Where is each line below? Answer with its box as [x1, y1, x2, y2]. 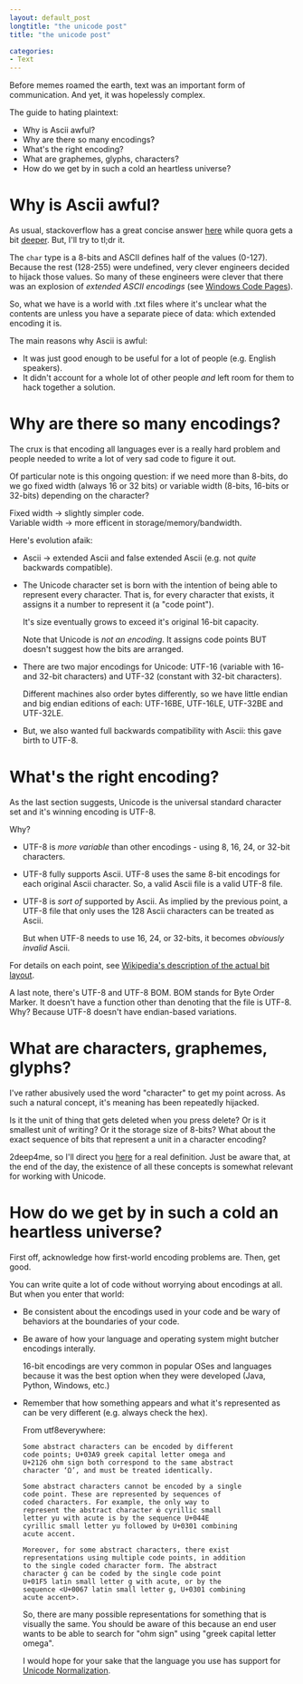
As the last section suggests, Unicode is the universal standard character [9, 796, 282, 807]
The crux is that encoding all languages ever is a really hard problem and [9, 443, 280, 454]
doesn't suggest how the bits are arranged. [22, 644, 184, 654]
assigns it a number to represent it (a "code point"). [22, 599, 214, 609]
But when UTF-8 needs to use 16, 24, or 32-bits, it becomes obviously [22, 932, 285, 943]
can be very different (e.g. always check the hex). [22, 1407, 208, 1417]
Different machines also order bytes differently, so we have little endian [22, 688, 288, 699]
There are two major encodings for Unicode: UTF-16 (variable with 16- [22, 661, 285, 672]
